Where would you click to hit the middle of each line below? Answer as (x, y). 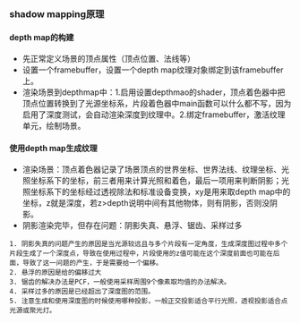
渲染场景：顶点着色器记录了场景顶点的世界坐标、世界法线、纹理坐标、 (152, 170)
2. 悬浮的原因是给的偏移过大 (56, 273)
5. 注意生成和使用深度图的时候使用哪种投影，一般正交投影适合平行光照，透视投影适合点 (149, 302)
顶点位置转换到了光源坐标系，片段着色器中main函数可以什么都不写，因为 (157, 104)
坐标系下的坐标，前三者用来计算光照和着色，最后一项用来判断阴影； (156, 181)
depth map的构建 (42, 37)
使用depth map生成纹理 (53, 148)
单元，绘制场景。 (54, 126)
